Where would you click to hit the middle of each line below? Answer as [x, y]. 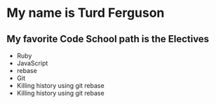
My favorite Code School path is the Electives [108, 39]
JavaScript [32, 63]
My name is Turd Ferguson [86, 13]
